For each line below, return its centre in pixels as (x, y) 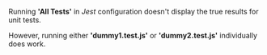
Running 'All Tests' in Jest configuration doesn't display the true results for (133, 12)
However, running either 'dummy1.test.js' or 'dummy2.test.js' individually (133, 35)
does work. (27, 44)
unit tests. (25, 20)
